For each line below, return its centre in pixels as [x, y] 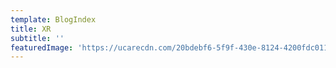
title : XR [31, 29]
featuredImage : [42, 47]
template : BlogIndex [53, 19]
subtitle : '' [37, 38]
